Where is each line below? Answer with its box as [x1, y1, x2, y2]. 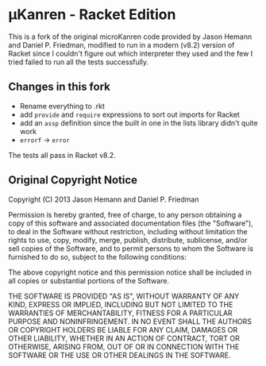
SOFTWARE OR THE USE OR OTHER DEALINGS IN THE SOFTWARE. [8, 350, 231, 360]
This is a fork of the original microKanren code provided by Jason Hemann [8, 32, 253, 41]
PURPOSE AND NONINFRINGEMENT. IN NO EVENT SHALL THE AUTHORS [8, 316, 253, 326]
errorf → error [19, 135, 70, 144]
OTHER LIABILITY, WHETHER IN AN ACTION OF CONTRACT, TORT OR [8, 333, 240, 343]
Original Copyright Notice [8, 173, 137, 187]
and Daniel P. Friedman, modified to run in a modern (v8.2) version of [8, 40, 235, 49]
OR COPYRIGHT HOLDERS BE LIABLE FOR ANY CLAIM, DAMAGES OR [8, 325, 238, 334]
